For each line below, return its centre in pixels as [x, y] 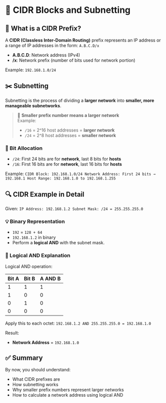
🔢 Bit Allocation [24, 148]
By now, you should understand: [38, 370]
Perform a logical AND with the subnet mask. [58, 243]
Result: [12, 333]
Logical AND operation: [29, 266]
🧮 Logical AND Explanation [38, 256]
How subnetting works [35, 385]
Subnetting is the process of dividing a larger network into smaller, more [80, 100]
